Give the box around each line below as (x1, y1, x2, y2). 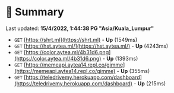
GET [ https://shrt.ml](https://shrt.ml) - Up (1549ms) (14, 36, 138, 43)
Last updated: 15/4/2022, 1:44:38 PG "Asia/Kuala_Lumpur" (5, 25, 154, 32)
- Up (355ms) (116, 67, 150, 74)
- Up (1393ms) (102, 55, 138, 62)
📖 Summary (5, 5, 64, 19)
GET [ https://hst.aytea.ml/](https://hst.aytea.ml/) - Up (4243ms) (14, 42, 169, 49)
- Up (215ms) (134, 79, 166, 87)
